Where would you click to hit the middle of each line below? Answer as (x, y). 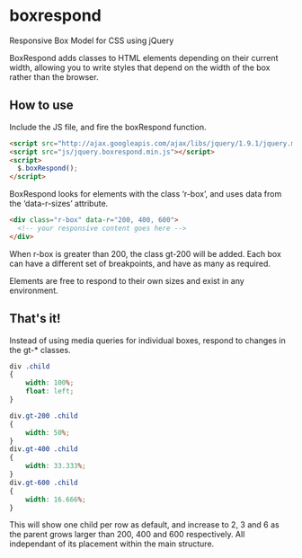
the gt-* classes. (40, 350)
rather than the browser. (54, 76)
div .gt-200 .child (44, 416)
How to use (41, 106)
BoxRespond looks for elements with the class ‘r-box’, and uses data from (146, 194)
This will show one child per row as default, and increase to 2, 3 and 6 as (145, 525)
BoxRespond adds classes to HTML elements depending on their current (144, 58)
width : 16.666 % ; (56, 500)
